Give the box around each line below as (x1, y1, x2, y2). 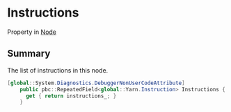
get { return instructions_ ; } (25, 92, 117, 100)
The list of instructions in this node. (7, 66, 109, 74)
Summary (7, 48, 51, 59)
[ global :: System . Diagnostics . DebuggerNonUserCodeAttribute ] (7, 80, 186, 86)
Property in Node (7, 28, 57, 36)
